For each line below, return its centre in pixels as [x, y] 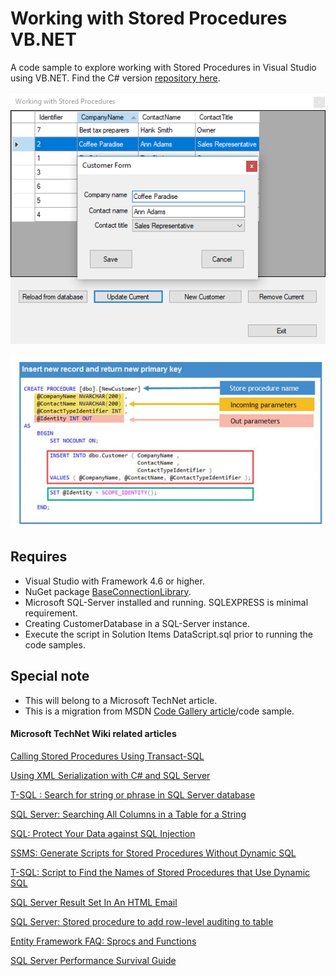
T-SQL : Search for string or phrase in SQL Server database [133, 794]
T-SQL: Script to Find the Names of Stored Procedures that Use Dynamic [160, 872]
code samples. [55, 644]
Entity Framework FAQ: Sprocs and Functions [103, 941]
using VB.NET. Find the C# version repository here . [115, 78]
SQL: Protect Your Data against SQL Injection [103, 833]
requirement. [51, 613]
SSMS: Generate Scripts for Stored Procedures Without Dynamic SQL [153, 853]
